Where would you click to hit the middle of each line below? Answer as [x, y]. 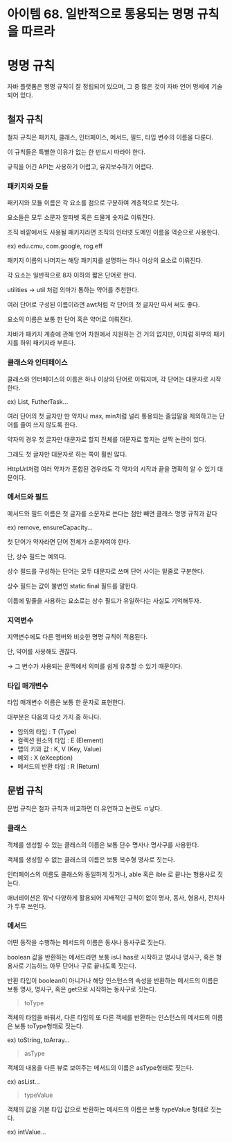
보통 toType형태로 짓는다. [49, 1026]
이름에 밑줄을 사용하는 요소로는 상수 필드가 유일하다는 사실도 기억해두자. [104, 600]
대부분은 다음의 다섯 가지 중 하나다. [54, 717]
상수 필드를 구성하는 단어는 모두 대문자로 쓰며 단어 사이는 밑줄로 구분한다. [106, 571]
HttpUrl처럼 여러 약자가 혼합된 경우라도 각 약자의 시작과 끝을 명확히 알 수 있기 [111, 468]
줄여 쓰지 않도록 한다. [48, 425]
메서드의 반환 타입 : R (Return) [59, 767]
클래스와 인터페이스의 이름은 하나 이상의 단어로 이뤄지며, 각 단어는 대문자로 [108, 379]
